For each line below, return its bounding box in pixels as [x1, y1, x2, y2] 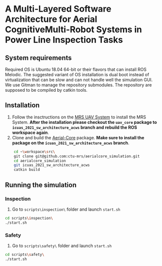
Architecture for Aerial [5, 14, 97, 25]
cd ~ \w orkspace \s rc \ [14, 149, 55, 154]
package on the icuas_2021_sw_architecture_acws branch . [12, 140, 130, 146]
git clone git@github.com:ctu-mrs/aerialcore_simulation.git [14, 154, 140, 159]
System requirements [5, 53, 72, 62]
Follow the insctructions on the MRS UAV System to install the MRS [12, 114, 146, 120]
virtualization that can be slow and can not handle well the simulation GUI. [5, 77, 153, 83]
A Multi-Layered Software [5, 3, 112, 15]
